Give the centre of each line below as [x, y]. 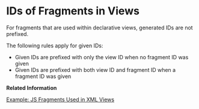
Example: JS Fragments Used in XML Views [60, 99]
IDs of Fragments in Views [73, 11]
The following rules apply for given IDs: [55, 46]
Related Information [32, 87]
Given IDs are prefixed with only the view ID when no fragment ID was [102, 57]
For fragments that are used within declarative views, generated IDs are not [100, 28]
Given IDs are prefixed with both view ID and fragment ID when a [95, 69]
